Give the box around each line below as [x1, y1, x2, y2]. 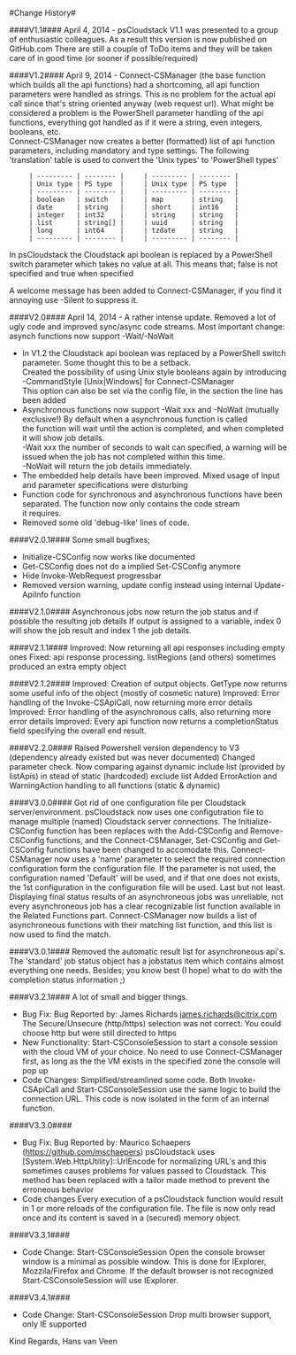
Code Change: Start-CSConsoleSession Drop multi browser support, [21, 1310, 272, 1320]
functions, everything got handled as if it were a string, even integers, [9, 117, 262, 128]
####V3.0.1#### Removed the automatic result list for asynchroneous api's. [9, 947, 286, 956]
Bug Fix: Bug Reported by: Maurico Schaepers [21, 1137, 192, 1148]
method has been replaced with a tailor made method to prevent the [21, 1175, 270, 1185]
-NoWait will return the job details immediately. [21, 461, 193, 471]
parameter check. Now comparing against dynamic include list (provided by [9, 762, 285, 771]
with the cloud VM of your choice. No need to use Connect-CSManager [21, 1047, 283, 1057]
